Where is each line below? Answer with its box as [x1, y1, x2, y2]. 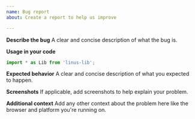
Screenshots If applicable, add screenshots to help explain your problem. [6, 88, 188, 96]
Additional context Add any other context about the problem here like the [6, 100, 189, 107]
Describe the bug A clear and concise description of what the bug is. [6, 36, 178, 43]
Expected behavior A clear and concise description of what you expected [6, 70, 190, 78]
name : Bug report [6, 8, 50, 15]
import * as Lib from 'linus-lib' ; [6, 59, 95, 66]
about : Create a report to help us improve [6, 14, 117, 20]
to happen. [6, 76, 33, 84]
